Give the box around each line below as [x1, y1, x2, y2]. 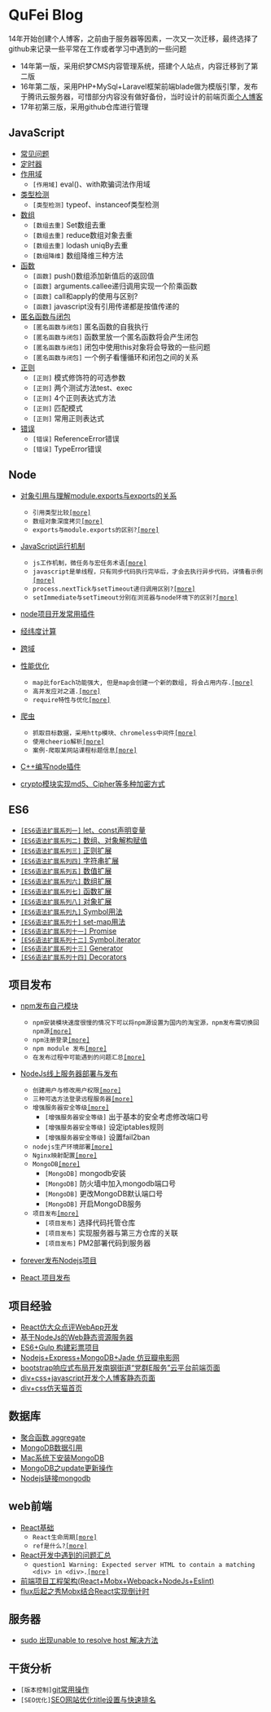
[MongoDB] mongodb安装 [44, 1169, 126, 1179]
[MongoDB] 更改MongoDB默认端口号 [44, 1189, 164, 1199]
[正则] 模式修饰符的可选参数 [32, 372, 126, 382]
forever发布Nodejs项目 [20, 1256, 98, 1266]
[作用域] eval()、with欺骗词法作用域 [32, 179, 151, 189]
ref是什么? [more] [32, 1542, 88, 1550]
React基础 [20, 1522, 55, 1532]
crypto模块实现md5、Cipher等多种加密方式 [20, 779, 165, 788]
